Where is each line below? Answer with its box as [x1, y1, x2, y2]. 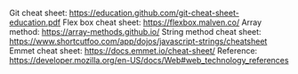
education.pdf [9, 17, 61, 28]
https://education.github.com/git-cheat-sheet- [68, 8, 240, 18]
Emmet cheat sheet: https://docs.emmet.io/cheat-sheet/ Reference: [9, 45, 258, 56]
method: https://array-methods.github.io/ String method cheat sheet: [9, 27, 262, 37]
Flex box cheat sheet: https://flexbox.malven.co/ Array [61, 17, 262, 28]
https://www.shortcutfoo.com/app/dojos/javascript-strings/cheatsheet [9, 36, 268, 46]
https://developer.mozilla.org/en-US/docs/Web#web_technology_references [9, 55, 289, 65]
